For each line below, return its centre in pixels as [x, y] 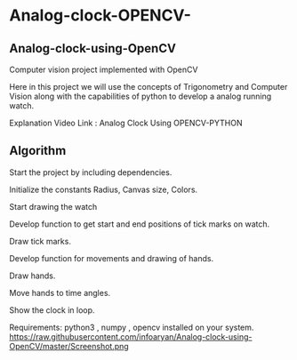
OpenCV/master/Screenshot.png [69, 346]
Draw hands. [32, 276]
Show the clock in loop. [52, 310]
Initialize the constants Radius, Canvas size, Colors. [104, 189]
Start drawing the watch [53, 206]
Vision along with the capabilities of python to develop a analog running [140, 96]
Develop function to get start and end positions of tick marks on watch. [139, 224]
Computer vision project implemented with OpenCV [104, 69]
